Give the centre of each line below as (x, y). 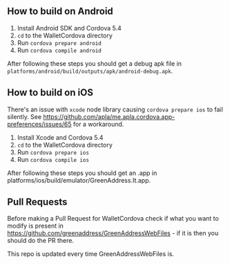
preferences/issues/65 (39, 124)
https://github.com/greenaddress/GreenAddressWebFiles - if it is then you (113, 233)
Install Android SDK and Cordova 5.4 (69, 28)
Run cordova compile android (59, 50)
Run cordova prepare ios (53, 152)
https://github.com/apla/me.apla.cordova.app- (109, 116)
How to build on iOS (50, 93)
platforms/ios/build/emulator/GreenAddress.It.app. (79, 180)
